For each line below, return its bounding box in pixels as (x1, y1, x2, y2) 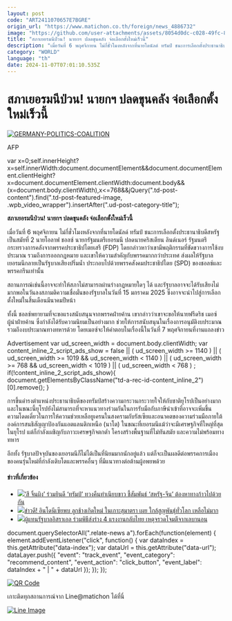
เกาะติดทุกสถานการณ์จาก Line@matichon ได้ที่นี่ (7, 592, 124, 600)
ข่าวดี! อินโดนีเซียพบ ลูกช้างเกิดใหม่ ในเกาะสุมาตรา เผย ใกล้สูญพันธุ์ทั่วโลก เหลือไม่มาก (23, 506, 219, 515)
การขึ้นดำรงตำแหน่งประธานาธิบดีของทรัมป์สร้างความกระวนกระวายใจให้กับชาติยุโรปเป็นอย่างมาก (7, 397, 222, 405)
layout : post (7, 10, 45, 17)
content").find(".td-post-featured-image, (7, 193, 123, 201)
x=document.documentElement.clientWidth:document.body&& (7, 178, 185, 187)
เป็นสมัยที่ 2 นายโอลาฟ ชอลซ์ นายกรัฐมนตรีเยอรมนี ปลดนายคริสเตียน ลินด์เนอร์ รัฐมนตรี (7, 236, 207, 244)
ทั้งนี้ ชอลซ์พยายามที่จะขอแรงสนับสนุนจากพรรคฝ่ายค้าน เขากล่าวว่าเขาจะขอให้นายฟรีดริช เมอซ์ (7, 309, 217, 318)
